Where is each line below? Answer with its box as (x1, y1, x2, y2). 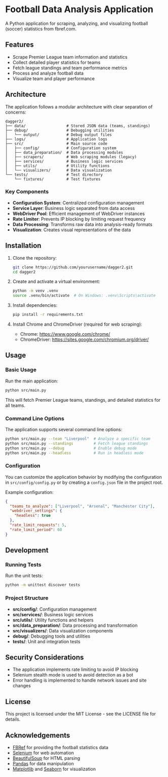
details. (5, 716, 21, 722)
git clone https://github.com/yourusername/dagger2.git (12, 265, 133, 270)
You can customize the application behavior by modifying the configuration (5, 474, 162, 480)
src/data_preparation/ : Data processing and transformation (12, 622, 138, 628)
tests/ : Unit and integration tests (12, 638, 80, 645)
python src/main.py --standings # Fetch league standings (5, 441, 148, 446)
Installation (5, 241, 41, 250)
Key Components (5, 188, 49, 195)
